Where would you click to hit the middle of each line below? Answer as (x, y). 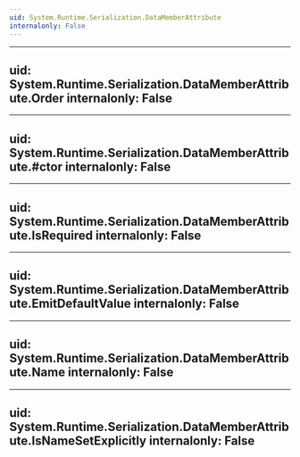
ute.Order (37, 98)
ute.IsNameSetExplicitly (78, 440)
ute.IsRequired (51, 235)
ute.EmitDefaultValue (70, 304)
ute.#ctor (36, 166)
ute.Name (37, 373)
